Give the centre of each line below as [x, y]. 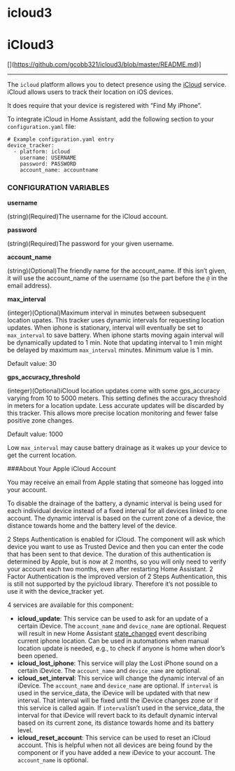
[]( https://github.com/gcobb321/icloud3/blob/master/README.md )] [104, 64]
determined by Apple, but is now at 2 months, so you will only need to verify [117, 561]
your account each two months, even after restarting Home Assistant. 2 [110, 569]
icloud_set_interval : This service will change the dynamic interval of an [121, 678]
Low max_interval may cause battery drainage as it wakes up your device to [117, 448]
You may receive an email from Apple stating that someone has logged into [115, 482]
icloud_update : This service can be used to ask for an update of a [113, 619]
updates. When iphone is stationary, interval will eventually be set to [105, 328]
